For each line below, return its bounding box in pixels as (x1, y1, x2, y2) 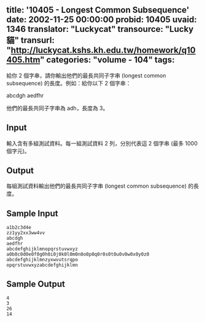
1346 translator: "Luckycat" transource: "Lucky (6, 24, 194, 34)
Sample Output (6, 278, 66, 289)
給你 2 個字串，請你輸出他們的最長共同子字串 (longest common (6, 72, 166, 79)
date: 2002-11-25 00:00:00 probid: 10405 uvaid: (6, 15, 198, 25)
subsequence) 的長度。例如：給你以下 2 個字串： (6, 79, 131, 86)
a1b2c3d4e (6, 224, 32, 231)
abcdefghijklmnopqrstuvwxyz (6, 246, 79, 252)
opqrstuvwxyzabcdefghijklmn (6, 262, 79, 269)
